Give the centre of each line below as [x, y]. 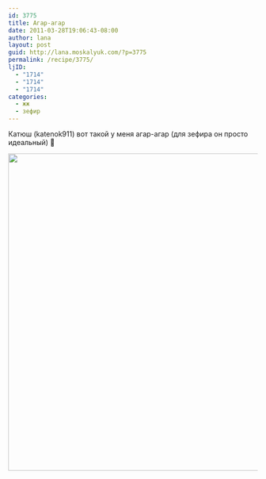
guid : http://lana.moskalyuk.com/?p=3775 [78, 52]
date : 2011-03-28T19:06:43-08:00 [63, 30]
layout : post [30, 45]
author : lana [30, 38]
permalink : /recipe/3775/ [51, 60]
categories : [28, 97]
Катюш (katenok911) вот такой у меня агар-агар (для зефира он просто [128, 134]
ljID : [17, 67]
